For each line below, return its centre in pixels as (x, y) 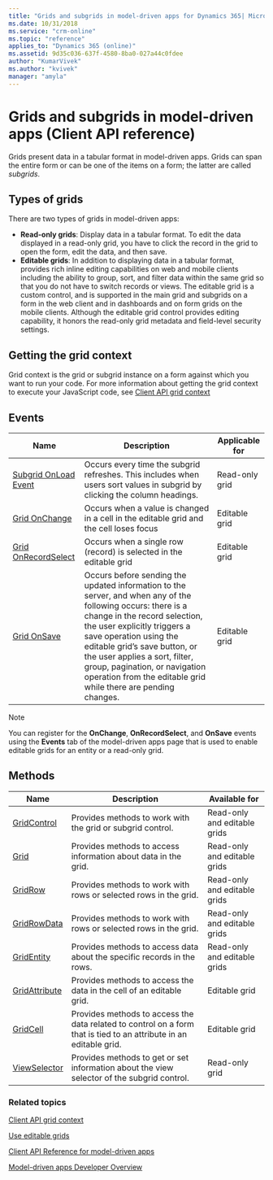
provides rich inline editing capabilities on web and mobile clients (129, 269)
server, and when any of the (138, 596)
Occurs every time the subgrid (142, 464)
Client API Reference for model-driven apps (82, 1152)
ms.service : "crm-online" (52, 31)
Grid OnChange (42, 518)
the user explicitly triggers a (137, 626)
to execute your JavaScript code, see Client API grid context (109, 392)
